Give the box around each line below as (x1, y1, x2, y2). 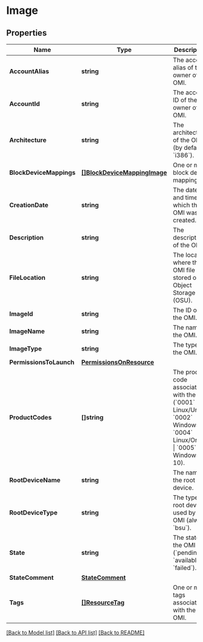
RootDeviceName (9, 476, 61, 484)
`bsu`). (173, 524, 192, 532)
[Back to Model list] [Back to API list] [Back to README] (6, 629, 145, 636)
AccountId (9, 100, 40, 108)
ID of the (173, 96, 198, 104)
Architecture (9, 136, 47, 144)
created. (173, 216, 197, 224)
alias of (173, 63, 194, 71)
